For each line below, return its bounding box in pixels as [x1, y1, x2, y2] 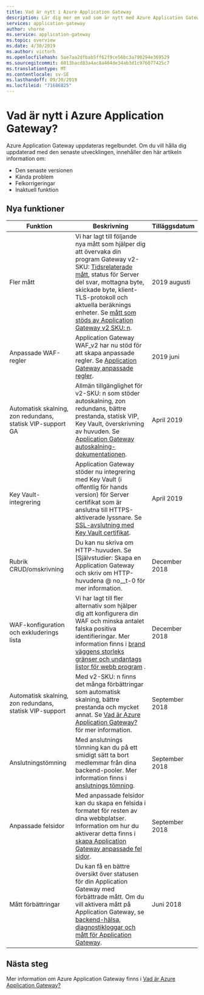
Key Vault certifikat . [75, 528, 131, 537]
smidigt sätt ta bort [75, 751, 129, 759]
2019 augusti [151, 278, 191, 286]
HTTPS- [109, 505, 134, 514]
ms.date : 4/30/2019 [6, 43, 56, 49]
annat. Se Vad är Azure [75, 710, 141, 719]
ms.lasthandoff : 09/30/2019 [6, 77, 78, 83]
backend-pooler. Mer [75, 766, 137, 774]
